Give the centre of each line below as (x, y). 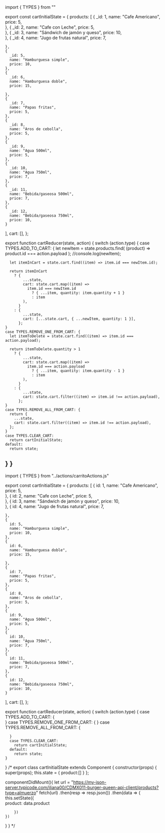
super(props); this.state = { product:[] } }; (47, 772)
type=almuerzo (21, 792)
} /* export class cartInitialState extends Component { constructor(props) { (81, 767)
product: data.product (27, 803)
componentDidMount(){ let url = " (39, 782)
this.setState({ (20, 798)
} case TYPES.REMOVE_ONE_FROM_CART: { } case (58, 722)
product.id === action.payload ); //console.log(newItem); (63, 254)
